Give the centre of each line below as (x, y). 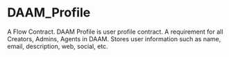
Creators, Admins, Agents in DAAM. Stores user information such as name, (114, 38)
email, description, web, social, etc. (58, 46)
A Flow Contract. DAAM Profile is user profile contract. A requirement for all (115, 32)
